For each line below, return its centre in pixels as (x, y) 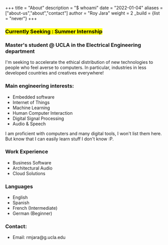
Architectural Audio (32, 168)
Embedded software (33, 97)
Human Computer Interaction (42, 113)
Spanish (21, 203)
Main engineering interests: (40, 86)
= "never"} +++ (21, 18)
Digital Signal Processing (38, 118)
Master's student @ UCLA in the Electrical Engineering (73, 45)
